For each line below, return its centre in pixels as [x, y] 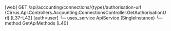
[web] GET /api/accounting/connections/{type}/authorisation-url [73, 7]
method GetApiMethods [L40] [36, 23]
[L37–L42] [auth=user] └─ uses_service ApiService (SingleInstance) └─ [87, 18]
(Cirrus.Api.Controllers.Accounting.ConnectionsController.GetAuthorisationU [85, 12]
